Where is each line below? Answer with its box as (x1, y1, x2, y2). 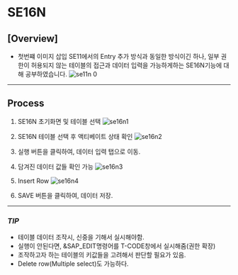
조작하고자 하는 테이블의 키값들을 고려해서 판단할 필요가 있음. (17, 251, 186, 259)
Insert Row (17, 176, 50, 185)
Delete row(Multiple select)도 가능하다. (17, 259, 129, 268)
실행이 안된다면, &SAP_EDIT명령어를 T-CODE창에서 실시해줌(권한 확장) (17, 242, 216, 250)
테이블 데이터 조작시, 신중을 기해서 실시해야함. (17, 233, 145, 242)
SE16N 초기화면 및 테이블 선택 (17, 117, 101, 125)
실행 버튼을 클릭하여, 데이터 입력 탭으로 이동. (17, 147, 141, 156)
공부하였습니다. (25, 70, 67, 78)
